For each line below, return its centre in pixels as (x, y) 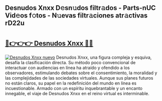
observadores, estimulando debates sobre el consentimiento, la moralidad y (81, 73)
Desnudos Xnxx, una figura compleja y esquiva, (104, 57)
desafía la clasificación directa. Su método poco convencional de (70, 62)
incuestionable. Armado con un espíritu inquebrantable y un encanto (74, 88)
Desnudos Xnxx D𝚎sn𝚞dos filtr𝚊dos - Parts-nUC (81, 8)
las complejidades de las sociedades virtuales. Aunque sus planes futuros (79, 78)
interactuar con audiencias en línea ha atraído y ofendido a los (67, 68)
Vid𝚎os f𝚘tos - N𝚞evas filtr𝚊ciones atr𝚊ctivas (76, 16)
